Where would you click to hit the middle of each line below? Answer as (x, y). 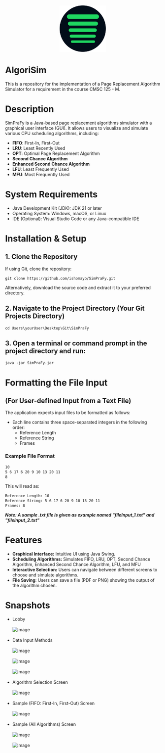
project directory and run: (46, 351)
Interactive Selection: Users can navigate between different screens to (85, 569)
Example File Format (30, 456)
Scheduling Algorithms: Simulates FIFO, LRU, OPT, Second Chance (81, 559)
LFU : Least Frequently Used (40, 169)
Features (24, 540)
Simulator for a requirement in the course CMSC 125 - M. (63, 89)
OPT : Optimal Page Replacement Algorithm (56, 153)
